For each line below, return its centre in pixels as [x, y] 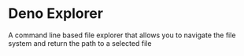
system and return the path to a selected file [80, 43]
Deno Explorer [56, 14]
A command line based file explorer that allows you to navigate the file [122, 35]
